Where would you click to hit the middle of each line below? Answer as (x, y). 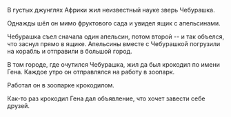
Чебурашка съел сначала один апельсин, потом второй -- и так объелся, (116, 36)
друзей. (18, 106)
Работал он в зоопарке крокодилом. (61, 85)
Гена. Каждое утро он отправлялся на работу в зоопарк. (91, 72)
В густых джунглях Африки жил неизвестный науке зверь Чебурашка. (111, 10)
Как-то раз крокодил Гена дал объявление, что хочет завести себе (106, 98)
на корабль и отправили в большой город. (70, 51)
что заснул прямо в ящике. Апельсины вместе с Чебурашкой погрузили (114, 44)
